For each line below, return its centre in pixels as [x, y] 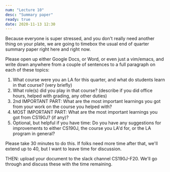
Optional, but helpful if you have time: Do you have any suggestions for [87, 123]
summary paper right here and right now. [48, 49]
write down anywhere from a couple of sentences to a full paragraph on [80, 64]
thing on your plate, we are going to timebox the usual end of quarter [77, 44]
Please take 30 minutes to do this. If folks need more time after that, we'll [82, 144]
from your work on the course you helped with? [62, 107]
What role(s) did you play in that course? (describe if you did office [82, 91]
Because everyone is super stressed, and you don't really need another [80, 39]
